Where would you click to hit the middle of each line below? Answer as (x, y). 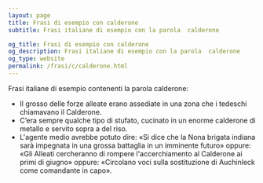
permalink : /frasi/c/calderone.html (68, 66)
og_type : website (37, 59)
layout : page (29, 15)
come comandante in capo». (66, 170)
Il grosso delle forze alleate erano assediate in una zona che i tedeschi (133, 104)
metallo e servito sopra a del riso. (73, 128)
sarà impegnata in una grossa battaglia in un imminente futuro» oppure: (135, 145)
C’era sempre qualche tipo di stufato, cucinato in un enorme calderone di (137, 120)
